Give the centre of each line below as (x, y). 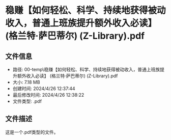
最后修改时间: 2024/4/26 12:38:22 (48, 95)
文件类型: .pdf (27, 101)
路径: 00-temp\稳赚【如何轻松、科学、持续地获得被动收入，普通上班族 (86, 69)
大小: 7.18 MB (26, 82)
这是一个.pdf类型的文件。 (32, 132)
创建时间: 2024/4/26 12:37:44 (44, 89)
